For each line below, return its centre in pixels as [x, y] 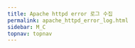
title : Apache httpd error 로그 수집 [60, 14]
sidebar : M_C [27, 27]
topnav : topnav [30, 34]
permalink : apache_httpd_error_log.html [68, 20]
